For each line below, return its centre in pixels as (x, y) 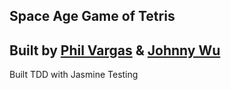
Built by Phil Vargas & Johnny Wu (115, 50)
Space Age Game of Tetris (92, 16)
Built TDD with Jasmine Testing (74, 75)
